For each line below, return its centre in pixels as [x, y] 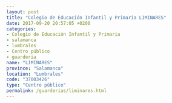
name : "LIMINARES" [29, 62]
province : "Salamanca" [35, 68]
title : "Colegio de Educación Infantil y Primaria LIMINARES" [86, 18]
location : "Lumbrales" [35, 74]
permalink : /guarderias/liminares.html [57, 91]
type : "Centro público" [36, 85]
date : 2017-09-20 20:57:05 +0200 [48, 23]
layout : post [23, 12]
